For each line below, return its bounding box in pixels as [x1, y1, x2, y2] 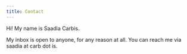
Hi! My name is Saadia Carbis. [6, 25, 80, 32]
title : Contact [6, 8, 44, 15]
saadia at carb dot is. [6, 42, 58, 49]
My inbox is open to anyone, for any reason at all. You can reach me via [6, 36, 182, 43]
